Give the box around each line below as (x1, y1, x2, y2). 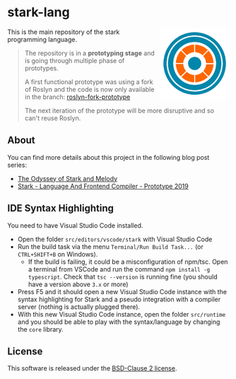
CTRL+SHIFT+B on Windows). (17, 250, 98, 258)
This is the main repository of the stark (7, 28, 120, 36)
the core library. (17, 325, 64, 333)
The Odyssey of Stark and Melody (17, 174, 118, 182)
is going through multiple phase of (24, 56, 125, 64)
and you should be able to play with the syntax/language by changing (17, 317, 220, 326)
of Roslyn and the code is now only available (24, 85, 155, 93)
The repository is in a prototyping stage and (24, 49, 155, 57)
